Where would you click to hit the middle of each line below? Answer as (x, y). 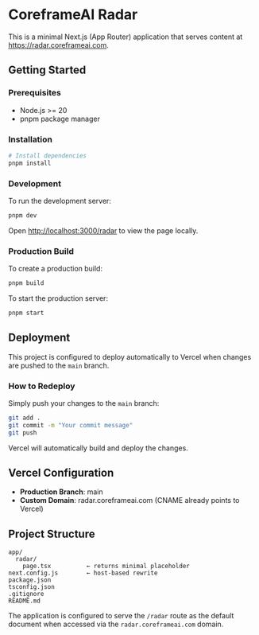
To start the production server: (58, 298)
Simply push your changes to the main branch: (84, 403)
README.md (25, 601)
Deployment (39, 338)
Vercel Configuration (61, 473)
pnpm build (26, 283)
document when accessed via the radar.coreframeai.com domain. (116, 624)
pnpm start (26, 313)
